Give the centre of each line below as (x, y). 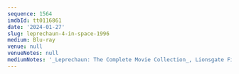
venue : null (25, 47)
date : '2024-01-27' (36, 27)
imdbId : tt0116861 (34, 20)
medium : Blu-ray (31, 40)
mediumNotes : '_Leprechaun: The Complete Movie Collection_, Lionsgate (116, 60)
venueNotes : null (33, 54)
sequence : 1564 (30, 14)
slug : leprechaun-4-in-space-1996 (59, 33)
